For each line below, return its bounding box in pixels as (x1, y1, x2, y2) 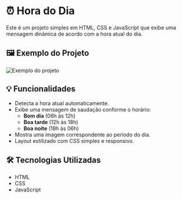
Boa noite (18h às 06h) (23, 125, 80, 132)
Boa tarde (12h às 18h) (23, 118, 78, 125)
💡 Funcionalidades (6, 84, 75, 94)
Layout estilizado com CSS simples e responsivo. (14, 137, 134, 144)
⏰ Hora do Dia (6, 4, 75, 18)
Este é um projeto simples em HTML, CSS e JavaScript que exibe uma (6, 24, 177, 31)
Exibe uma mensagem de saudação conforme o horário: (14, 106, 151, 113)
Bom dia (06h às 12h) (23, 112, 75, 119)
